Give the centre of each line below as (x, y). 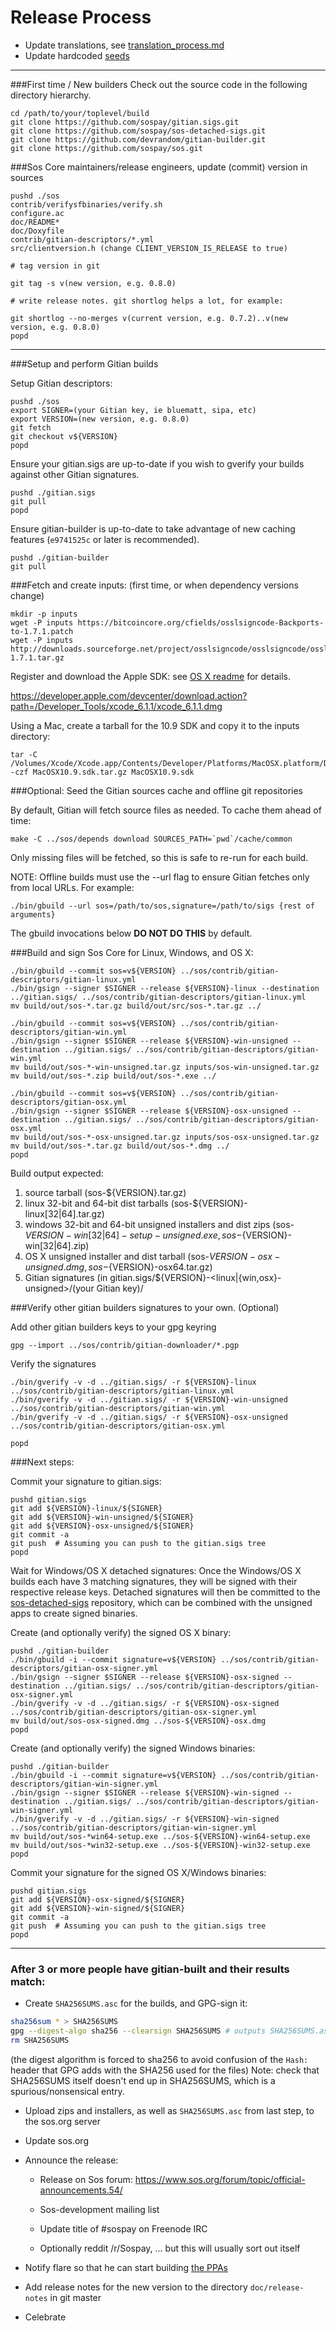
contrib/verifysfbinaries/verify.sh (86, 204)
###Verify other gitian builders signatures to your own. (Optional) (145, 1307)
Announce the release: (71, 2160)
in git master (75, 2297)
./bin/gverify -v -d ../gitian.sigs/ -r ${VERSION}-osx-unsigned (149, 1417)
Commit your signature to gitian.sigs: (86, 1481)
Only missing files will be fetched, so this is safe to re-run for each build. (159, 857)
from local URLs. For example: (72, 887)
